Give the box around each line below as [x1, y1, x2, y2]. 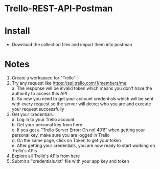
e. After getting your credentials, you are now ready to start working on [11, 143, 155, 148]
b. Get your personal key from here [11, 122, 83, 128]
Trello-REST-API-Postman [4, 3, 113, 14]
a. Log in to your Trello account [11, 117, 75, 122]
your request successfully [11, 106, 65, 112]
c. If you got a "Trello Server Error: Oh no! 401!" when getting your [11, 127, 145, 133]
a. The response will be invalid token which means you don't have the [11, 85, 152, 91]
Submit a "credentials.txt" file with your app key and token [11, 158, 129, 164]
